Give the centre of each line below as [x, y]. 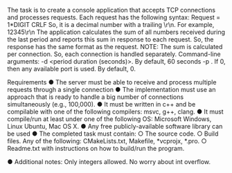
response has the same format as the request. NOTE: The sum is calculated [115, 47]
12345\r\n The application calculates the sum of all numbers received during [116, 32]
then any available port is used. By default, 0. [72, 69]
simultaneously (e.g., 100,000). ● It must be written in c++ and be [101, 104]
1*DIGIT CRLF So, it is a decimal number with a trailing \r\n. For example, [111, 25]
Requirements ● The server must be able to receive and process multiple [112, 82]
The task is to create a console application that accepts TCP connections [111, 10]
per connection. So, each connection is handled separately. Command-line [114, 54]
